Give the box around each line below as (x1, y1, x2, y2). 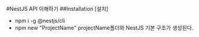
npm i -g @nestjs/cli (14, 17, 65, 24)
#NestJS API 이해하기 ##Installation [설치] (6, 5, 109, 12)
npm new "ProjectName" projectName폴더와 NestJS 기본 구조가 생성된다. (14, 24, 194, 31)
